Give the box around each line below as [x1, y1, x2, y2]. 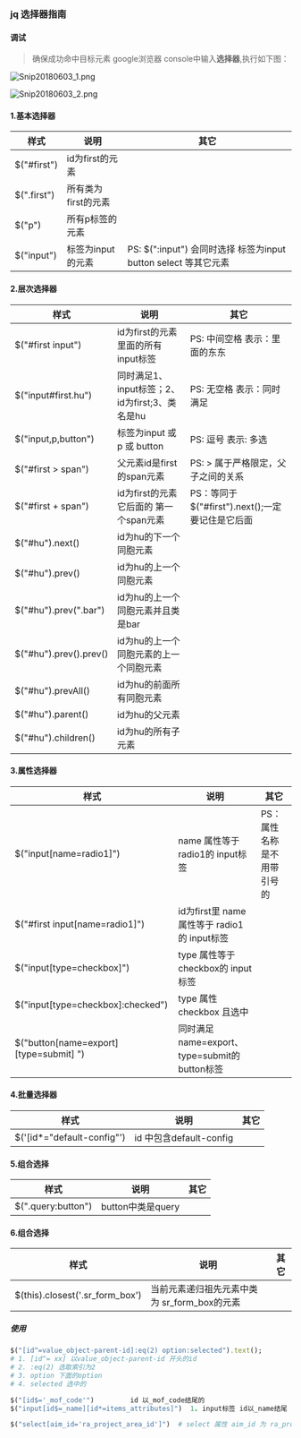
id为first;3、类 [116, 396, 177, 408]
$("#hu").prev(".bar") [14, 603, 105, 616]
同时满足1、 [116, 369, 168, 381]
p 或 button [116, 440, 164, 452]
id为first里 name [178, 904, 247, 917]
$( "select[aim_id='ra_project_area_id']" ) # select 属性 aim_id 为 [10, 1420, 267, 1429]
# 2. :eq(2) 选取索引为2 [10, 1363, 96, 1372]
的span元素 [116, 470, 165, 483]
